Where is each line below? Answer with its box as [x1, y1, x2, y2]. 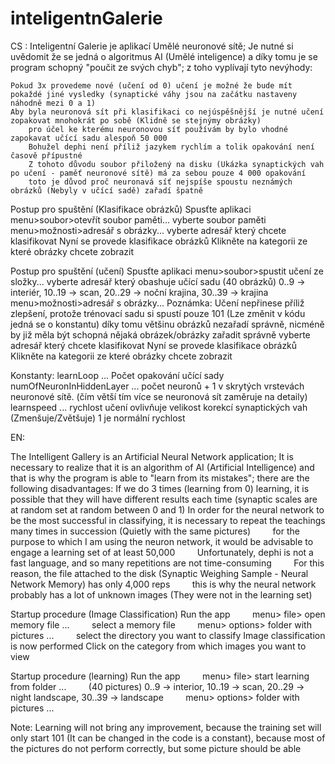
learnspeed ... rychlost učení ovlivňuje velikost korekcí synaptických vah [10, 401, 308, 413]
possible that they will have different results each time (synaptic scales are [10, 493, 318, 505]
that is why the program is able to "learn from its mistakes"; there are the [10, 472, 310, 484]
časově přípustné [10, 150, 83, 161]
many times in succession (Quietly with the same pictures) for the [10, 525, 300, 537]
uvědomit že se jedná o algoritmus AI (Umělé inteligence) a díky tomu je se [10, 50, 318, 62]
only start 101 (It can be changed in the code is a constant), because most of [10, 732, 326, 744]
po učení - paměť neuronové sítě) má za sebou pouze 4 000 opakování [10, 168, 307, 178]
